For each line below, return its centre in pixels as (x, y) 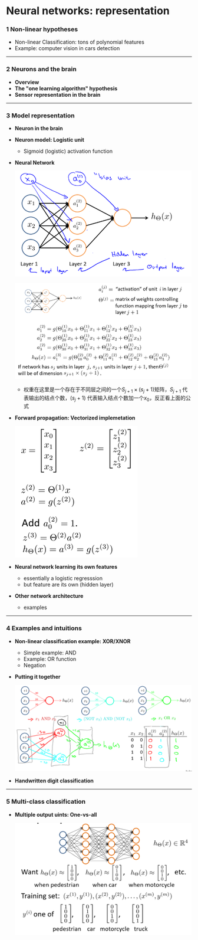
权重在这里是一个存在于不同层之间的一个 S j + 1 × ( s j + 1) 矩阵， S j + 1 (102, 390)
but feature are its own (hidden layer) (68, 585)
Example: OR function (50, 659)
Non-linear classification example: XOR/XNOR (72, 641)
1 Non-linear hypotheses (42, 30)
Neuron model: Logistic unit (49, 140)
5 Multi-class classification (46, 802)
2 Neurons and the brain (41, 69)
